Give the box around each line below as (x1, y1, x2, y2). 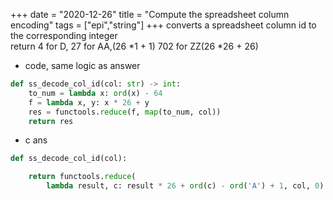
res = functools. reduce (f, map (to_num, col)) (28, 107, 222, 117)
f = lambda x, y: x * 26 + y (28, 97, 150, 108)
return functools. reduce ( (28, 172, 137, 182)
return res (28, 116, 74, 126)
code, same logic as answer (24, 60, 141, 71)
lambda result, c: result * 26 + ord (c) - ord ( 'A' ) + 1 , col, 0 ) (46, 181, 325, 191)
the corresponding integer (10, 30, 118, 41)
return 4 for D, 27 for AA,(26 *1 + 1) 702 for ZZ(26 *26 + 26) (10, 40, 259, 52)
